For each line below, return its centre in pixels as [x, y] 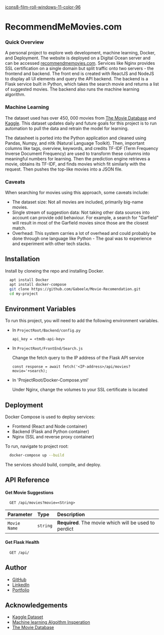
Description [71, 514]
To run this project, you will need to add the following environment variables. [82, 321]
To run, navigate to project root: [37, 446]
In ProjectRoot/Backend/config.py [46, 330]
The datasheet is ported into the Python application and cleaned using [76, 138]
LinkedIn [21, 584]
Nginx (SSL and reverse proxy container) [53, 437]
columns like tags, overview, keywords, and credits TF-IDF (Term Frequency [82, 148]
